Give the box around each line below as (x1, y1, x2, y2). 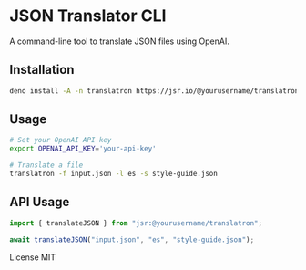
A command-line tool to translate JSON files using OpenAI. (9, 36, 229, 47)
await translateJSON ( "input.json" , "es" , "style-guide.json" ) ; (9, 234, 255, 244)
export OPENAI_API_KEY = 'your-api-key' (9, 144, 157, 153)
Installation (9, 62, 75, 78)
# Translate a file (9, 161, 84, 170)
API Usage (9, 194, 70, 210)
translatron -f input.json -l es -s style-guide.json (9, 170, 219, 179)
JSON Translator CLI (9, 5, 167, 26)
